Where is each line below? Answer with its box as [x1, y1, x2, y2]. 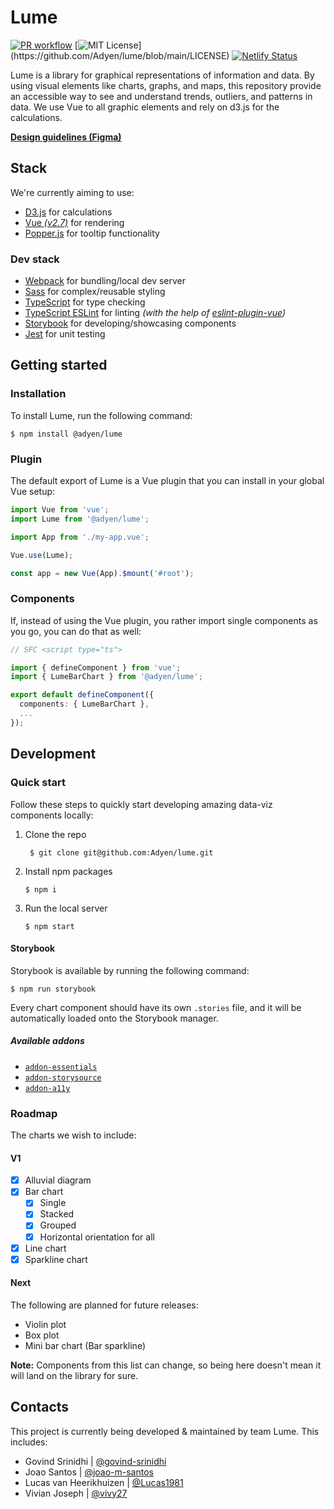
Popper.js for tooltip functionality [24, 227, 160, 239]
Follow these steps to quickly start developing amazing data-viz [10, 798, 273, 810]
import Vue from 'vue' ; [10, 505, 110, 515]
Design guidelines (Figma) [10, 131, 122, 143]
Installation [10, 387, 67, 401]
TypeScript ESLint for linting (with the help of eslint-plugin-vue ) [24, 307, 287, 319]
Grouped [39, 1219, 77, 1231]
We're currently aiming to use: [10, 186, 135, 198]
